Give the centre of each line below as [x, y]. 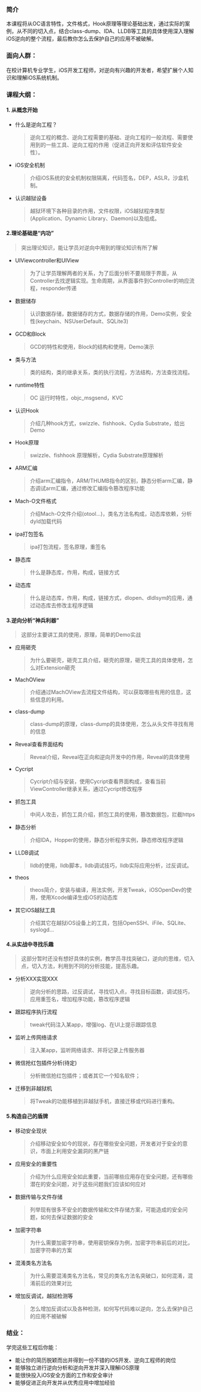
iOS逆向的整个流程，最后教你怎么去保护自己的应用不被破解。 [82, 39]
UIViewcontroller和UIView [47, 260]
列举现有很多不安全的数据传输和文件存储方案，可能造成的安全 [106, 1209]
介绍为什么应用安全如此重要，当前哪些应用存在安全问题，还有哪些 [111, 1176]
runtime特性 [30, 385]
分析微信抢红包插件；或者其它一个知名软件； [85, 1076]
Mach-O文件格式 [36, 501]
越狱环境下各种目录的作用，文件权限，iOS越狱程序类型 [97, 211]
